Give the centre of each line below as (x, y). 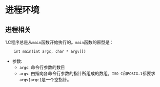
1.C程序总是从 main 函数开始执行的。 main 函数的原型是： (60, 42)
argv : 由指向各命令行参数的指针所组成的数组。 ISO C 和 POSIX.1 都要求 (87, 73)
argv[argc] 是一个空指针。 (45, 79)
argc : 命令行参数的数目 (42, 67)
